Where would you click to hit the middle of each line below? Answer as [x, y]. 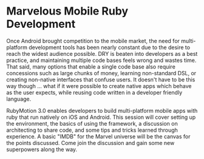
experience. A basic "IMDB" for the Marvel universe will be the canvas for [98, 136]
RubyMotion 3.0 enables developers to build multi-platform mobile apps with [102, 110]
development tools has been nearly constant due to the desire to [109, 47]
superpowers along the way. [42, 149]
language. [19, 99]
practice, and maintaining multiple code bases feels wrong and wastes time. [101, 60]
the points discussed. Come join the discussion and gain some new [90, 143]
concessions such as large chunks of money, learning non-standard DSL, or [101, 73]
